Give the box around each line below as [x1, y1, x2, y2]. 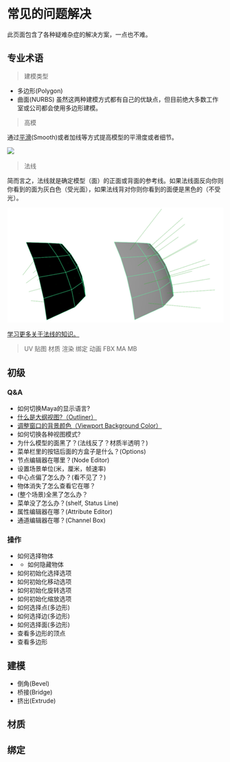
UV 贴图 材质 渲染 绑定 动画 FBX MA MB [23, 345, 137, 353]
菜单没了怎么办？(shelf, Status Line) [16, 499, 119, 507]
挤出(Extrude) [16, 696, 56, 705]
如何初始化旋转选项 [16, 586, 72, 595]
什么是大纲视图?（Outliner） [16, 413, 97, 421]
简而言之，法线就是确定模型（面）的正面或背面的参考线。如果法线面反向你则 [7, 176, 224, 184]
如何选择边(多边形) [16, 612, 71, 620]
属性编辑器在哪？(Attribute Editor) [16, 507, 113, 516]
